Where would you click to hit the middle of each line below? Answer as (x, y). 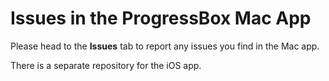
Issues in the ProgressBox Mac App (161, 18)
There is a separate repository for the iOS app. (106, 65)
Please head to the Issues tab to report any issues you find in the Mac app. (165, 46)
